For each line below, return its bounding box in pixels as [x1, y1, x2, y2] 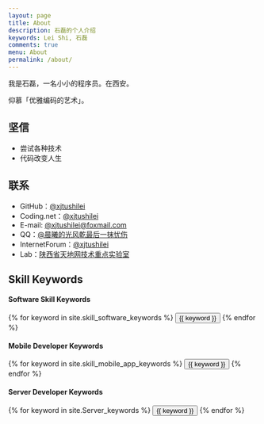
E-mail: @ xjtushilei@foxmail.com [19, 220, 127, 230]
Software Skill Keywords [8, 295, 91, 304]
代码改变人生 [19, 153, 62, 162]
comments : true [8, 41, 59, 49]
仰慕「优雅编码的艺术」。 [8, 95, 89, 105]
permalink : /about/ [8, 56, 73, 64]
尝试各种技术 [19, 143, 62, 153]
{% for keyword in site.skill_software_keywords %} [8, 313, 174, 323]
